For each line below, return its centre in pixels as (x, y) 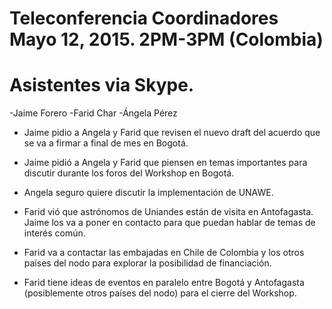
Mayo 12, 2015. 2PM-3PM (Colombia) (166, 39)
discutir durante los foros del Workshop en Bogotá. (129, 173)
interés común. (54, 233)
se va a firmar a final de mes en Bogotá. (106, 143)
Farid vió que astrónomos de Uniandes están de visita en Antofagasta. (168, 212)
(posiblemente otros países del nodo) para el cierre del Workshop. (160, 293)
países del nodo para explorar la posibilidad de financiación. (147, 263)
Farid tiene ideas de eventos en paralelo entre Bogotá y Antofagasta (164, 283)
